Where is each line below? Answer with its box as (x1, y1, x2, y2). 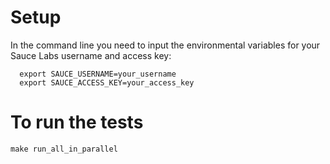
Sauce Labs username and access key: (10, 49, 172, 61)
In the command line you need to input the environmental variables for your (10, 39, 321, 51)
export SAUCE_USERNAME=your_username (19, 69, 177, 79)
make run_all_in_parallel (10, 144, 118, 154)
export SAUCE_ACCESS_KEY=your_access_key (19, 77, 195, 88)
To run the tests (10, 111, 144, 134)
